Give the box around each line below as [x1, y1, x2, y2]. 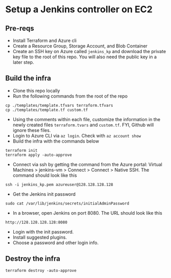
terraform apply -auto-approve [5, 152, 72, 157]
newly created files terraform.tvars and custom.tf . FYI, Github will [12, 122, 154, 128]
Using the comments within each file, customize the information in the [12, 116, 161, 122]
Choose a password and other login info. [12, 239, 99, 246]
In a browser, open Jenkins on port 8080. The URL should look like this [12, 210, 162, 216]
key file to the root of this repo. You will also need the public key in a [12, 54, 157, 60]
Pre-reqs [5, 24, 34, 33]
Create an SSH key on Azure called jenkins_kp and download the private [12, 49, 166, 54]
